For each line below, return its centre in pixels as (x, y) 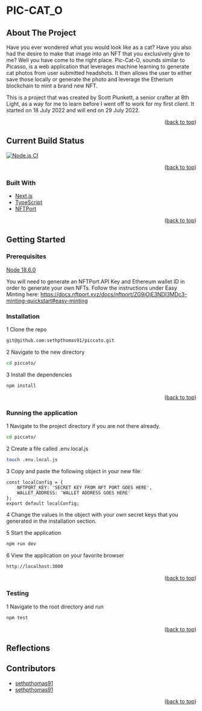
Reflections (28, 649)
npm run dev (21, 544)
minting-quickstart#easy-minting (47, 301)
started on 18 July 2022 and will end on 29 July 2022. (73, 110)
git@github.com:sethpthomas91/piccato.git (60, 341)
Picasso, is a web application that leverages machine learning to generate (98, 66)
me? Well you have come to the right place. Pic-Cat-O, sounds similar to (96, 60)
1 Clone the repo (27, 330)
